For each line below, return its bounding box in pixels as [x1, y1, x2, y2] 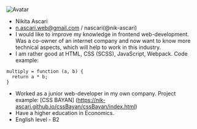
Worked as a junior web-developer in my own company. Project [15, 90, 176, 97]
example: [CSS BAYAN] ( [15, 97, 78, 103]
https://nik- [77, 97, 106, 103]
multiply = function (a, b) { [6, 68, 84, 75]
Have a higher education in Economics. [15, 109, 115, 116]
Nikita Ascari [15, 18, 48, 24]
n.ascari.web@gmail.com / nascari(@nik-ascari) [15, 24, 137, 31]
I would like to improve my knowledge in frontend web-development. [15, 31, 189, 38]
